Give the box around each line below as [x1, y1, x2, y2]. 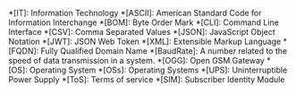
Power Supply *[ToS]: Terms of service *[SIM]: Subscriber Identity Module [8, 74, 285, 84]
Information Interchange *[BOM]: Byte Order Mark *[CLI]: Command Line [8, 17, 279, 28]
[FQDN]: [8, 46, 39, 56]
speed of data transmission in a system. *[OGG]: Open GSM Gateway [8, 56, 265, 65]
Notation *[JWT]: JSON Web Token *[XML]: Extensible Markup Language [8, 36, 282, 47]
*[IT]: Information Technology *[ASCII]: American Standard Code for [8, 8, 262, 18]
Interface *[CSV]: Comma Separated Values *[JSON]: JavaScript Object [8, 27, 276, 37]
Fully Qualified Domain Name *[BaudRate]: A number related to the [40, 46, 288, 56]
